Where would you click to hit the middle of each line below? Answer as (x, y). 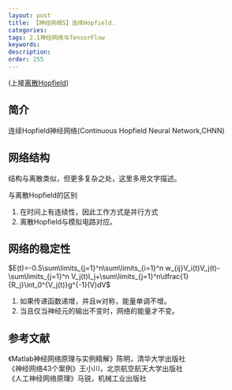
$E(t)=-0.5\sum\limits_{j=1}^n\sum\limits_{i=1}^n (86, 268)
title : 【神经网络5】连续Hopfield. (62, 23)
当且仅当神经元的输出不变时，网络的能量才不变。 (99, 311)
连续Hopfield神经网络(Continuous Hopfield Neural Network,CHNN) (116, 130)
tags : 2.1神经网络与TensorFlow (56, 37)
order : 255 (26, 60)
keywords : (24, 45)
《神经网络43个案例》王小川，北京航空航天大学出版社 (95, 369)
